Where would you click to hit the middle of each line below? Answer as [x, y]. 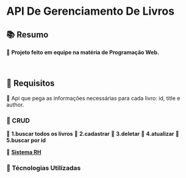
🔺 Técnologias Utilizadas [44, 168]
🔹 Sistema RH [24, 152]
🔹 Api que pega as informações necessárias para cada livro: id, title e [93, 98]
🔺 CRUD [18, 121]
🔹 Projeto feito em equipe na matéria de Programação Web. [83, 52]
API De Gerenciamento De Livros [91, 11]
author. [15, 105]
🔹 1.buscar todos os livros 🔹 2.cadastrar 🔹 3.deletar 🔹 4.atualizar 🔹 [93, 134]
